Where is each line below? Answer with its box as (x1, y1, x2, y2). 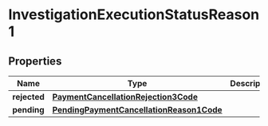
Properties (8, 54, 62, 68)
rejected (12, 92, 45, 102)
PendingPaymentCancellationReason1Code (52, 104, 223, 115)
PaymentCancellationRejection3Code (52, 92, 198, 102)
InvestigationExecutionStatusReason (8, 6, 260, 24)
